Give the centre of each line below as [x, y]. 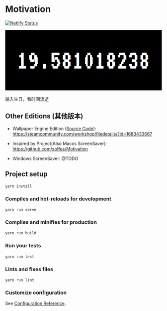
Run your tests [23, 246]
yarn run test [20, 257]
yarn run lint [20, 280]
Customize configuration [36, 293]
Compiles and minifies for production [51, 222]
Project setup [27, 174]
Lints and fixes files [29, 269]
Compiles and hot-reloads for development [58, 199]
